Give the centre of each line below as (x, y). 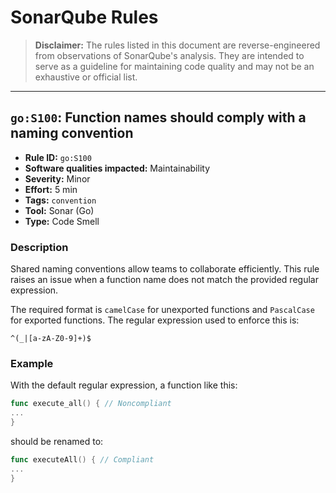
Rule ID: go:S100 (58, 157)
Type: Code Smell (62, 221)
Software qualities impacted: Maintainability (117, 168)
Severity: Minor (57, 178)
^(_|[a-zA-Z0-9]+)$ (51, 339)
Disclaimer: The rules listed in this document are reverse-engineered (177, 45)
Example (32, 363)
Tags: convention (60, 200)
